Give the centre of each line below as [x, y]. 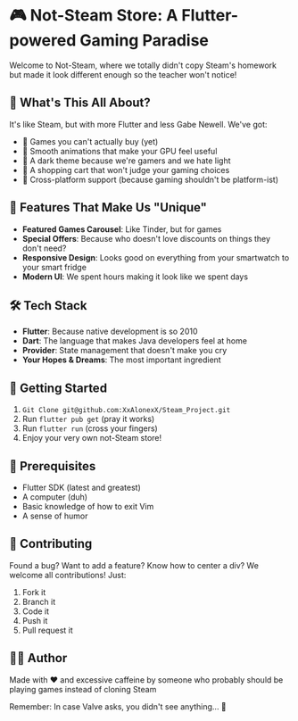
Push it [35, 620]
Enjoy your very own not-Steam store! [92, 438]
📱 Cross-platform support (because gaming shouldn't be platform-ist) [150, 179]
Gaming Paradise [145, 41]
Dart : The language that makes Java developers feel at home [135, 341]
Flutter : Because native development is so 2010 [110, 331]
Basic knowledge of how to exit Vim [88, 506]
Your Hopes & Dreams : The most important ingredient [121, 360]
